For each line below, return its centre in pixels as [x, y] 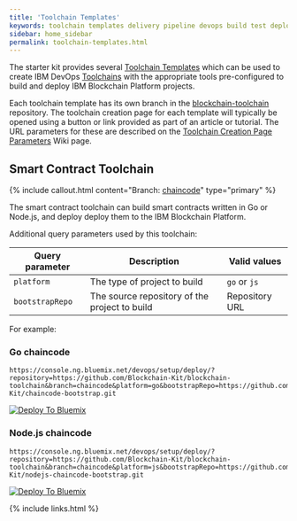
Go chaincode [40, 352]
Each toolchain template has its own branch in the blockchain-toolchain [139, 104]
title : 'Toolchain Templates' [65, 17]
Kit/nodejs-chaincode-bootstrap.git [76, 475]
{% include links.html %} [54, 508]
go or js [243, 282]
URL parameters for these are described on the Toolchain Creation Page [141, 132]
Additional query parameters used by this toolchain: [103, 234]
